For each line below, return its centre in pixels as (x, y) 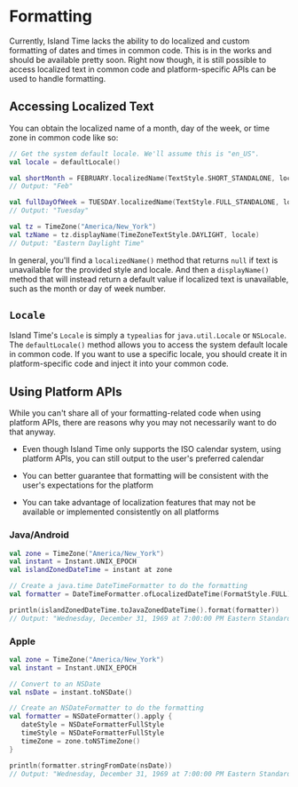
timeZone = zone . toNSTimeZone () (81, 741)
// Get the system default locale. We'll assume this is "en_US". (134, 154)
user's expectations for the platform (87, 485)
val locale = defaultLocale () (65, 162)
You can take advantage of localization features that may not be (139, 503)
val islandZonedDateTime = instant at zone (91, 570)
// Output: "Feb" (41, 187)
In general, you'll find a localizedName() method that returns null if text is (144, 260)
